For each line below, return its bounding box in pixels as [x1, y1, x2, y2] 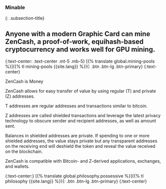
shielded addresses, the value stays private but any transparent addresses [5, 138, 158, 144]
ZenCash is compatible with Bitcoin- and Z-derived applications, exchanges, [5, 158, 161, 164]
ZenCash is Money [5, 78, 44, 84]
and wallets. [5, 163, 30, 170]
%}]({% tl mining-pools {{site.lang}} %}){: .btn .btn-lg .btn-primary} [5, 63, 143, 69]
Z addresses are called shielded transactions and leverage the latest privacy [5, 113, 161, 119]
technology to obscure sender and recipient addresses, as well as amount [5, 118, 156, 124]
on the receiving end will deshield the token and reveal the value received [5, 143, 156, 149]
